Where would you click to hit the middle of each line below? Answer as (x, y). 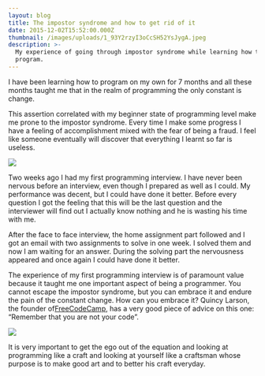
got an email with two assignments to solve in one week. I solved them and (130, 243)
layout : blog (30, 15)
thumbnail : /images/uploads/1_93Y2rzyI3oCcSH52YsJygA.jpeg (107, 37)
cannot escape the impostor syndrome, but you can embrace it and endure (130, 292)
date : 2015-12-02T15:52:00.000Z (61, 30)
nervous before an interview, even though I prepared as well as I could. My (129, 185)
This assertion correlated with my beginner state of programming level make (132, 114)
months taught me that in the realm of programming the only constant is (125, 90)
